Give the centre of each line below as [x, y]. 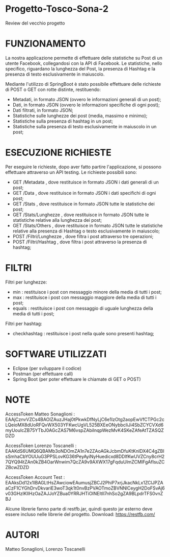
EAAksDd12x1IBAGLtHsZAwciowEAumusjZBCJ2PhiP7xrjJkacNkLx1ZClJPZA [84, 482]
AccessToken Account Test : [35, 477]
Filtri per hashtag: [24, 323]
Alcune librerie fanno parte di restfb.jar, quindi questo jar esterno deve [79, 508]
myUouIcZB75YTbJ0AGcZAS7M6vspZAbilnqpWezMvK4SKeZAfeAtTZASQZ [84, 430]
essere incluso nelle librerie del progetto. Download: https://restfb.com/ [80, 514]
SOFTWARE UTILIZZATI [56, 354]
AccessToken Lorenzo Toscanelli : [41, 446]
